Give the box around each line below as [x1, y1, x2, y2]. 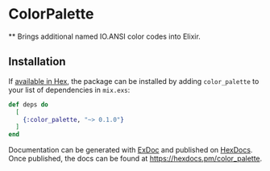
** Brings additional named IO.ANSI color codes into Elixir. [8, 31, 201, 41]
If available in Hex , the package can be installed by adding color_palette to [8, 76, 260, 85]
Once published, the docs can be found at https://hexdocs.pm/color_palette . [8, 154, 263, 164]
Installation [8, 55, 66, 69]
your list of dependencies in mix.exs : [8, 85, 131, 94]
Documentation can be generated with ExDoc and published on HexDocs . [8, 145, 253, 155]
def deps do [8, 100, 48, 109]
